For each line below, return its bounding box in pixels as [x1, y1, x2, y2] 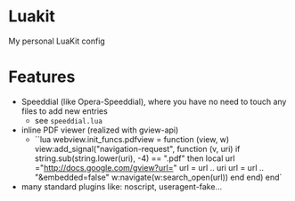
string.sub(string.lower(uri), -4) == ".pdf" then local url [34, 153, 235, 164]
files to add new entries [20, 105, 108, 117]
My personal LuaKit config [8, 36, 106, 46]
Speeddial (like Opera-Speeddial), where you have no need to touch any [20, 96, 287, 107]
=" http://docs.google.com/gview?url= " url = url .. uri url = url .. [34, 162, 265, 173]
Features [8, 67, 76, 87]
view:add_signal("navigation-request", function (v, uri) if [34, 143, 241, 154]
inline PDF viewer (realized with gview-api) [20, 125, 179, 135]
